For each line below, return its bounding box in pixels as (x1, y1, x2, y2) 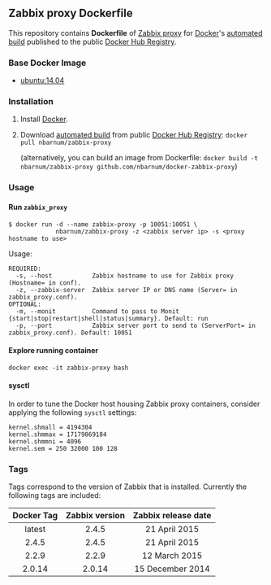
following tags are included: (8, 491, 101, 500)
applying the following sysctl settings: (8, 407, 137, 417)
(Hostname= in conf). (8, 278, 82, 287)
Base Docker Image (8, 57, 87, 68)
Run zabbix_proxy (8, 202, 67, 212)
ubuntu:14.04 (19, 76, 65, 85)
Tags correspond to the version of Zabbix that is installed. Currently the (8, 482, 247, 491)
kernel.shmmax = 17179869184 (8, 430, 107, 439)
